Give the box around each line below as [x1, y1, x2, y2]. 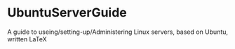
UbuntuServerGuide [7, 5, 128, 21]
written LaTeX [7, 35, 47, 43]
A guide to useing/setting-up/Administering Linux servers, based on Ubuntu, [7, 28, 229, 36]
